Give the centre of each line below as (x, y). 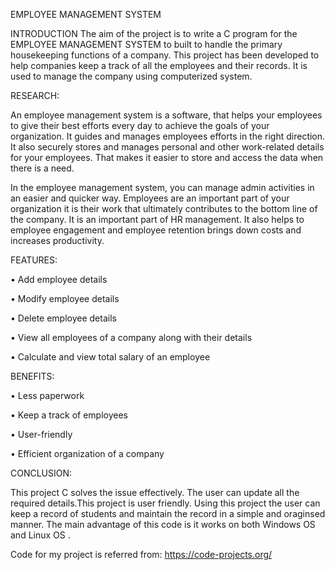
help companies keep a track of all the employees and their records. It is (159, 65)
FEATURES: (34, 260)
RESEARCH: (35, 95)
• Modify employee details (65, 298)
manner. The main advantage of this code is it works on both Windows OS (163, 524)
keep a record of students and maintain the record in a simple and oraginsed (168, 513)
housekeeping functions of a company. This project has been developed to (165, 55)
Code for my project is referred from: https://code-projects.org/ (141, 554)
